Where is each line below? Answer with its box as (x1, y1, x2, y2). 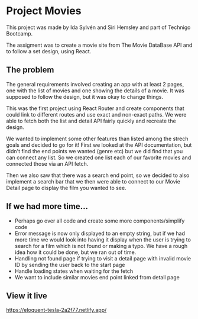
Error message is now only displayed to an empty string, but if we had (14, 230, 185, 237)
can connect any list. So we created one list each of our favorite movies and (6, 154, 191, 161)
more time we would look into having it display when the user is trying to (14, 236, 191, 243)
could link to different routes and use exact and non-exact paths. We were (6, 111, 187, 118)
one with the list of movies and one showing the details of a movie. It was (6, 87, 185, 94)
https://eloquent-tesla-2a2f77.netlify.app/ (6, 307, 107, 314)
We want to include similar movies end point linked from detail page (14, 273, 180, 281)
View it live (6, 291, 47, 301)
